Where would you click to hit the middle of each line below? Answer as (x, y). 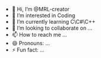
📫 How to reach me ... (39, 35)
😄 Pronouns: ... (31, 43)
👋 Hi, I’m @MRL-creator (41, 9)
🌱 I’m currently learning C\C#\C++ (54, 22)
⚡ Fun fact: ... (28, 50)
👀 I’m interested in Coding (43, 15)
